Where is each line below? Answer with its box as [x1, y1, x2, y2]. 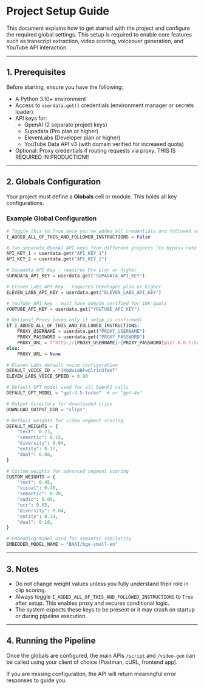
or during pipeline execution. [15, 612, 87, 619]
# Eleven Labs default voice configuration [6, 362, 118, 368]
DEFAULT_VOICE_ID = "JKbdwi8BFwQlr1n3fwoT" [6, 368, 118, 374]
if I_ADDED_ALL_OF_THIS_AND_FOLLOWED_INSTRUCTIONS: [6, 322, 140, 329]
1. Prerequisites [6, 67, 66, 77]
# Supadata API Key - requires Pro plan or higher [6, 267, 137, 273]
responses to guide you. [6, 677, 67, 684]
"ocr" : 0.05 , [17, 502, 50, 508]
